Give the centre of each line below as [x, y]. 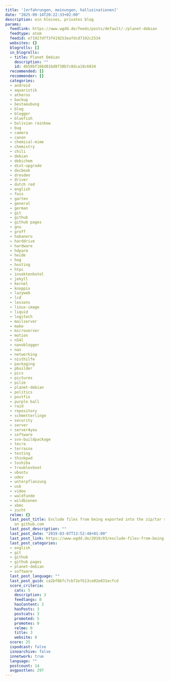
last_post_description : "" [38, 529]
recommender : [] [27, 76]
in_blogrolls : [25, 52]
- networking [24, 354]
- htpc [17, 269]
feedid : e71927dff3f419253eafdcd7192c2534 [55, 39]
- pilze [18, 383]
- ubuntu [19, 472]
